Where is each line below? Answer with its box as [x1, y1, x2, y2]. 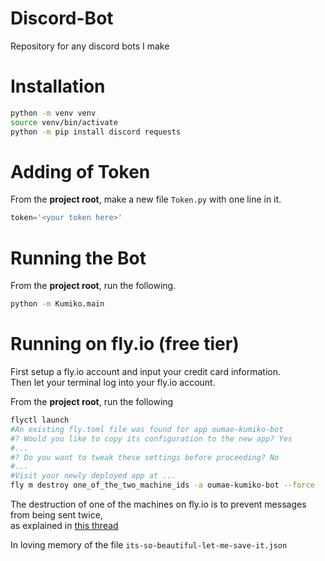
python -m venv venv [10, 108, 97, 118]
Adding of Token [10, 160, 151, 183]
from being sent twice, [10, 509, 103, 521]
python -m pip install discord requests [10, 127, 182, 137]
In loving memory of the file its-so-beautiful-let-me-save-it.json [10, 539, 288, 551]
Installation [10, 75, 106, 98]
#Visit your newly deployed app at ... [10, 471, 177, 481]
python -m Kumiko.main [10, 299, 105, 309]
